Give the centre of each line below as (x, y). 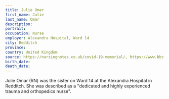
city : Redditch (21, 43)
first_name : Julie (25, 15)
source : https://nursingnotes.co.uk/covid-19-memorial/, (67, 57)
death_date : (18, 66)
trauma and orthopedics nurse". (38, 91)
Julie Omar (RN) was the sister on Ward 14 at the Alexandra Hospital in (79, 81)
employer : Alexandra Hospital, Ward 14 (47, 38)
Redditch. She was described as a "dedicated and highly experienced (78, 86)
